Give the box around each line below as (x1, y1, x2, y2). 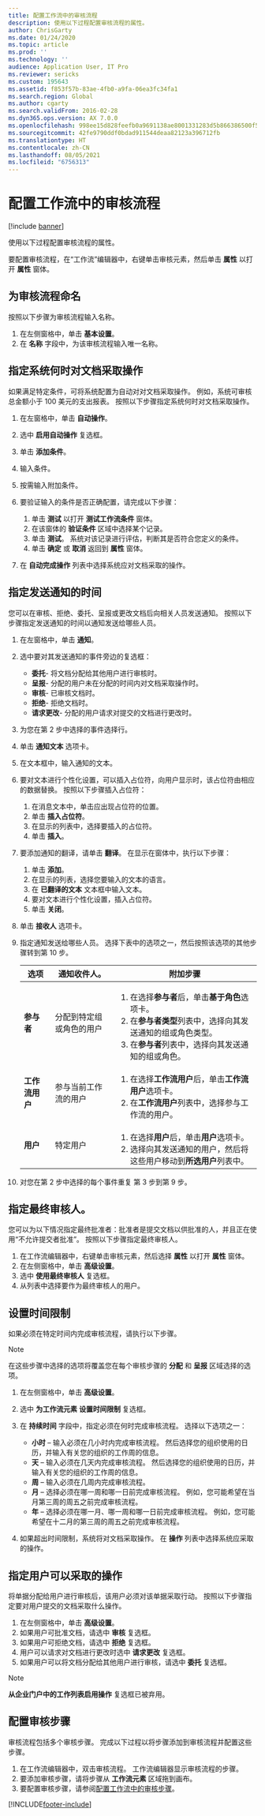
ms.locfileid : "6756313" (8, 159, 90, 167)
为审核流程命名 (8, 290, 81, 303)
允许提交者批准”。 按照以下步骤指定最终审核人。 (24, 1235, 183, 1244)
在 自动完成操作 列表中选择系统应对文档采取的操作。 (19, 560, 190, 569)
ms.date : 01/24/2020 (8, 33, 77, 42)
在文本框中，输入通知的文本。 (19, 758, 117, 767)
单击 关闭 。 (31, 904, 69, 914)
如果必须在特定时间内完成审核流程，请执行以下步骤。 (8, 1329, 181, 1338)
